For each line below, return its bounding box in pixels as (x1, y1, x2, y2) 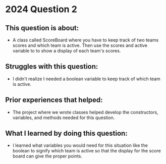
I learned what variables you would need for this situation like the (12, 142, 148, 148)
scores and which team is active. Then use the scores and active (12, 42, 148, 48)
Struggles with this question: (5, 62, 98, 71)
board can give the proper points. (12, 153, 82, 159)
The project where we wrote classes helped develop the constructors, (12, 109, 158, 115)
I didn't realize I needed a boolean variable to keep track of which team (12, 76, 160, 82)
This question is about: (5, 24, 79, 32)
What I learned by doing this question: (5, 129, 128, 138)
